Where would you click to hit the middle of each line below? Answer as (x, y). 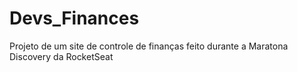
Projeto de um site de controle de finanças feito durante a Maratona (149, 46)
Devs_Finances (74, 18)
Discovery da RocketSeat (61, 56)
